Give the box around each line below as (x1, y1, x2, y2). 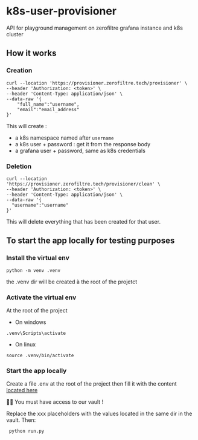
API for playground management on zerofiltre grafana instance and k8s (6, 24, 183, 31)
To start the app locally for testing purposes (6, 236, 175, 246)
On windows (14, 319, 46, 326)
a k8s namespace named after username (14, 134, 114, 141)
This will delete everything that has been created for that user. (6, 218, 161, 225)
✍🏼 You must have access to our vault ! (6, 398, 104, 406)
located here (6, 387, 38, 394)
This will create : (6, 122, 47, 129)
